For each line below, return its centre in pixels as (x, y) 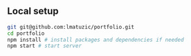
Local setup (33, 11)
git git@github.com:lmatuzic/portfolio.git (71, 27)
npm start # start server (44, 46)
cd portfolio (26, 33)
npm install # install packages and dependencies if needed (96, 40)
